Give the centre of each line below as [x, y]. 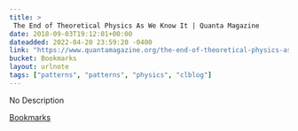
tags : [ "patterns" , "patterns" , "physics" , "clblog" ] [111, 75]
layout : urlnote [39, 67]
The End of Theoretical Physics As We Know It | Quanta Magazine [136, 26]
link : [19, 50]
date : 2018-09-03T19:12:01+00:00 [71, 34]
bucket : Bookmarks [43, 58]
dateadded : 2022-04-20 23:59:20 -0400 [81, 42]
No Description [37, 100]
